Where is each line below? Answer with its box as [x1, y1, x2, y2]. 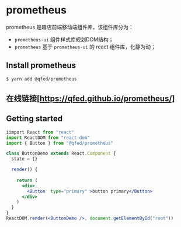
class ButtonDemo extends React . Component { [6, 151, 116, 156]
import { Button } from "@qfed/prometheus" [6, 140, 114, 146]
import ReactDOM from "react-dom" [6, 135, 90, 141]
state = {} [11, 156, 38, 162]
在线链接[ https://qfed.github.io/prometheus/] [6, 94, 175, 104]
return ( [16, 177, 38, 183]
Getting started [6, 114, 63, 124]
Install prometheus [6, 61, 76, 71]
